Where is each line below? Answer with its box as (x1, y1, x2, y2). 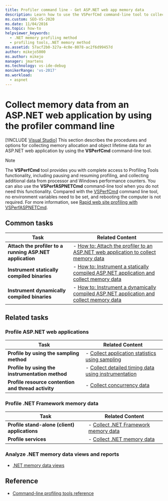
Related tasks (5, 313, 48, 322)
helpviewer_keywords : (5, 31, 50, 36)
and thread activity (7, 385, 54, 392)
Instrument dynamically (7, 287, 66, 294)
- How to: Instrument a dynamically (73, 284, 156, 291)
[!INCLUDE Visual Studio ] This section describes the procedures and (5, 137, 146, 143)
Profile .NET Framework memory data (5, 400, 99, 407)
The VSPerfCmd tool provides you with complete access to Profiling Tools (5, 167, 159, 173)
